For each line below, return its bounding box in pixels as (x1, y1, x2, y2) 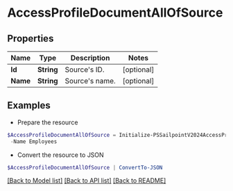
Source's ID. (64, 65, 105, 74)
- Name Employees (10, 138, 58, 145)
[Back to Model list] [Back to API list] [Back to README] (7, 176, 166, 185)
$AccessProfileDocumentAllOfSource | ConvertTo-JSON (7, 164, 163, 171)
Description (70, 53, 110, 63)
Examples (7, 99, 51, 112)
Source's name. (64, 76, 116, 85)
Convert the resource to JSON (17, 151, 104, 159)
